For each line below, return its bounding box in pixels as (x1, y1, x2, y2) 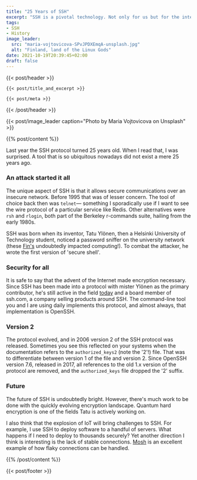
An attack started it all (6, 174, 70, 182)
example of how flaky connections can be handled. (6, 444, 130, 451)
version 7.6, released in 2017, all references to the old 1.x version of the (6, 361, 177, 368)
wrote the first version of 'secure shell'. (6, 249, 101, 256)
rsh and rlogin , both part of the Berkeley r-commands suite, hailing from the (6, 212, 191, 219)
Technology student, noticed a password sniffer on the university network (6, 236, 185, 243)
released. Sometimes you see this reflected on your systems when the (6, 342, 176, 349)
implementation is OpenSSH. (6, 308, 76, 315)
